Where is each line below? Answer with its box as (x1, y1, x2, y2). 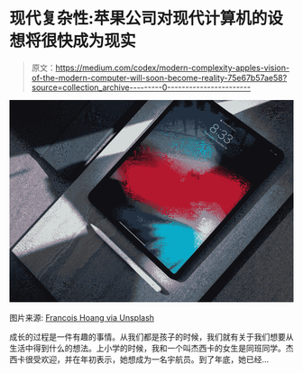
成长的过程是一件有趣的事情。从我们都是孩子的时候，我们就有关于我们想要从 (9, 331, 294, 342)
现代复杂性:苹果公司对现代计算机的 (9, 8, 268, 29)
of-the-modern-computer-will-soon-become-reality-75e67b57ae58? (31, 72, 288, 83)
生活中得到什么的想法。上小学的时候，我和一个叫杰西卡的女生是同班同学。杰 (9, 342, 294, 353)
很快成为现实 (41, 31, 137, 51)
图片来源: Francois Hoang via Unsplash (9, 312, 155, 323)
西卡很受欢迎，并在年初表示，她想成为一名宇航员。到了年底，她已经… (9, 353, 270, 365)
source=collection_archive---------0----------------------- (31, 82, 251, 93)
